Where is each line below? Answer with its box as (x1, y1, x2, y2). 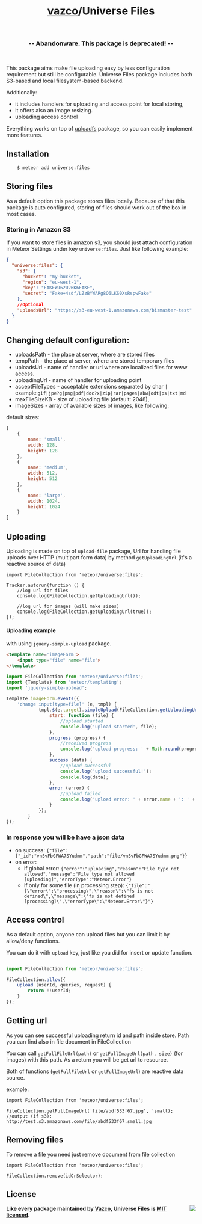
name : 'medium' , (28, 464, 69, 470)
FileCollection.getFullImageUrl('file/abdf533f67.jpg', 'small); (6, 1108, 173, 1114)
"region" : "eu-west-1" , (22, 279, 82, 285)
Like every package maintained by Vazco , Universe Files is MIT (6, 1205, 167, 1213)
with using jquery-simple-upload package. (6, 640, 112, 647)
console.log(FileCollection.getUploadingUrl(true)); (17, 609, 152, 615)
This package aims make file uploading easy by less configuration (6, 64, 170, 72)
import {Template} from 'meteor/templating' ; (6, 679, 122, 685)
